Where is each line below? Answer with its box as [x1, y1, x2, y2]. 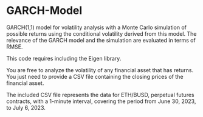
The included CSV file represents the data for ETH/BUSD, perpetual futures [6, 91, 194, 98]
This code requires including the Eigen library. [6, 55, 122, 62]
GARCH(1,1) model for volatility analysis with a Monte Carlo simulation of [6, 24, 187, 31]
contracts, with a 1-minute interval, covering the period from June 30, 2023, [6, 98, 196, 105]
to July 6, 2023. [6, 104, 46, 111]
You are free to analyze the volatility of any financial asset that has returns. [6, 66, 193, 73]
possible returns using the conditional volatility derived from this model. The [6, 30, 197, 37]
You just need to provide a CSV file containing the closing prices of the [6, 73, 184, 80]
